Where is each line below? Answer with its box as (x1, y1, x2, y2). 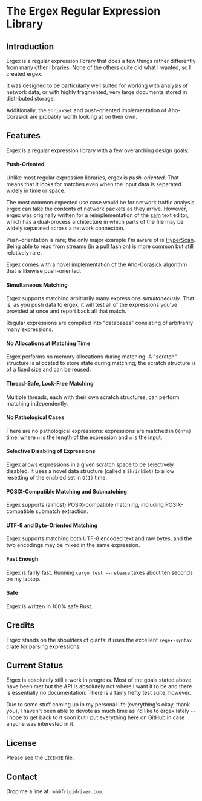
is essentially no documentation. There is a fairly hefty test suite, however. (6, 689, 191, 697)
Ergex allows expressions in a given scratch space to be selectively (6, 461, 174, 468)
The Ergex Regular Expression (6, 4, 161, 18)
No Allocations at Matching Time (6, 340, 91, 347)
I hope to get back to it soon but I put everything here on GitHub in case (6, 714, 185, 721)
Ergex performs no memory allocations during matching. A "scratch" (6, 353, 177, 360)
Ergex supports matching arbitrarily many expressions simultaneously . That (6, 295, 195, 302)
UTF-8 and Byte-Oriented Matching (6, 521, 98, 529)
